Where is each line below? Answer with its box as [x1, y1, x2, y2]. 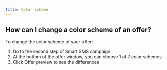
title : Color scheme [5, 7, 49, 12]
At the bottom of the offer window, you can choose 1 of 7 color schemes [12, 54, 162, 60]
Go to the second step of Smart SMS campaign [12, 48, 111, 55]
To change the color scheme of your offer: [5, 39, 93, 45]
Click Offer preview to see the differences [12, 59, 99, 65]
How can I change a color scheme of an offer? [5, 26, 152, 34]
